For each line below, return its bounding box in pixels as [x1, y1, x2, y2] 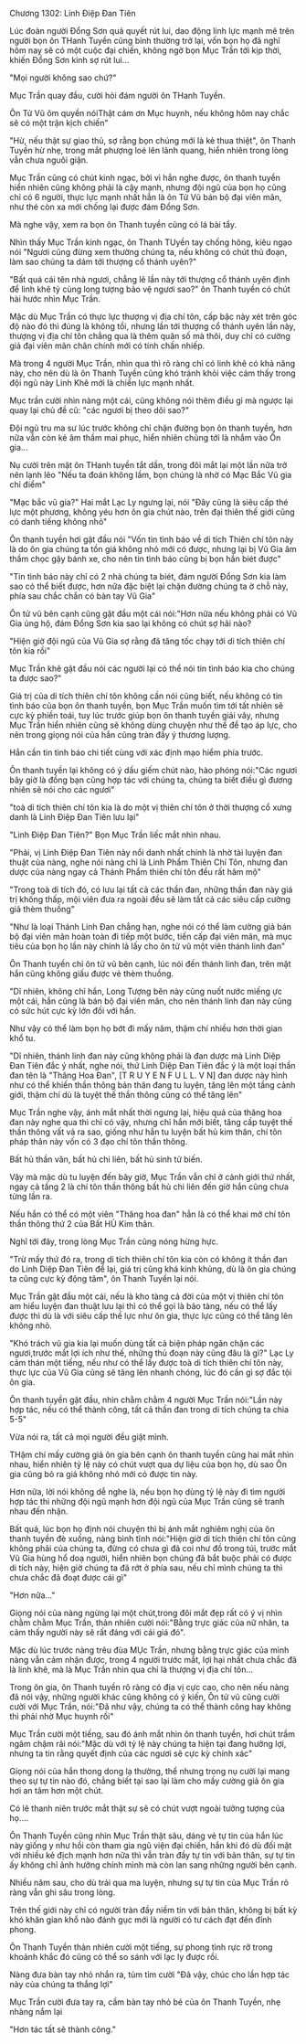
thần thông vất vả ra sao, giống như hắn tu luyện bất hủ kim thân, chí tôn [9, 1126, 283, 1137]
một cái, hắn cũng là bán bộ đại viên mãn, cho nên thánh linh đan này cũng [9, 995, 292, 1006]
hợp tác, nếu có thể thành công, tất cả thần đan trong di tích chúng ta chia [9, 1404, 290, 1415]
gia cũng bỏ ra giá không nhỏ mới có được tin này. [9, 1469, 198, 1479]
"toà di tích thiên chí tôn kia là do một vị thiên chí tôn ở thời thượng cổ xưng [9, 802, 292, 813]
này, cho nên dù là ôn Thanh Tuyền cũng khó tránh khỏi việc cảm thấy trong [9, 367, 296, 378]
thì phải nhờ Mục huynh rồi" [9, 1711, 114, 1721]
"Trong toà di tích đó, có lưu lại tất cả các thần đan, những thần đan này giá [9, 884, 293, 895]
